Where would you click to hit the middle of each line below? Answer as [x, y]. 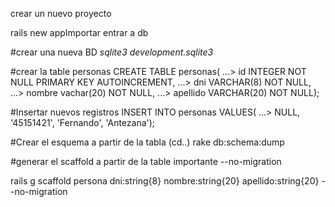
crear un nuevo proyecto [61, 13]
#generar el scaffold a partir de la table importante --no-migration [146, 161]
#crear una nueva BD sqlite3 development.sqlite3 [112, 52]
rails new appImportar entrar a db [79, 32]
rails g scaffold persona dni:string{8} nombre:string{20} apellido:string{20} [165, 181]
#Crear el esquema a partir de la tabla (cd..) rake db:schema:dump [147, 142]
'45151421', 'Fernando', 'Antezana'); [83, 122]
